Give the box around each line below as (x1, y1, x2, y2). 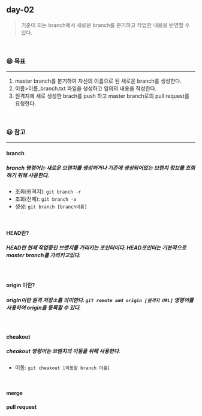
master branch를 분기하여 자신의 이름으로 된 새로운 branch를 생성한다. (14, 77, 182, 85)
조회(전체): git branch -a (14, 195, 77, 203)
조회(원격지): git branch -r (14, 188, 82, 195)
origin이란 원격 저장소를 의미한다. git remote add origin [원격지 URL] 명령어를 (6, 296, 194, 303)
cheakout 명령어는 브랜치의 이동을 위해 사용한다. (6, 348, 121, 355)
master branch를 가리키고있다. (6, 252, 81, 259)
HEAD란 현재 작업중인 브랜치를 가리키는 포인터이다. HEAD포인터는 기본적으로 (6, 244, 187, 251)
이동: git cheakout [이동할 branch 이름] (14, 364, 110, 371)
